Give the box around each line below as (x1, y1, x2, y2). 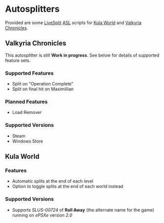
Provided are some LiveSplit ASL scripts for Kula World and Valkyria (5, 20, 142, 26)
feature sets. (5, 57, 31, 63)
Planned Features (5, 98, 48, 105)
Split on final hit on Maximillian (12, 86, 74, 92)
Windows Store (12, 138, 43, 144)
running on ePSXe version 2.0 (12, 212, 72, 218)
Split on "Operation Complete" (12, 81, 73, 87)
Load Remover (12, 110, 42, 115)
